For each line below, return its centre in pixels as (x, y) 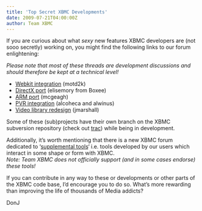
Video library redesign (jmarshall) (57, 110)
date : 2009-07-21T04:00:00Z (42, 18)
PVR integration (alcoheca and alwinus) (65, 103)
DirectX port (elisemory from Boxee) (61, 91)
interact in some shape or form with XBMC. (60, 153)
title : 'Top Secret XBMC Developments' (57, 12)
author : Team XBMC (30, 23)
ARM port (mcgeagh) (42, 97)
